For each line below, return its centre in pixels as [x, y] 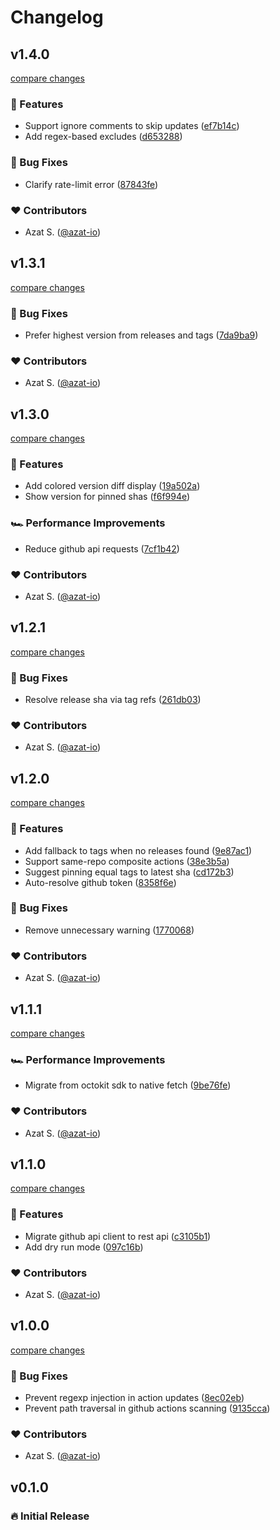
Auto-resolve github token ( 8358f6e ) [100, 882]
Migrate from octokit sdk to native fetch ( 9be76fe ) [128, 1085]
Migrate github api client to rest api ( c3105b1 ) [118, 1236]
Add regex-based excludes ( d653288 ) [103, 137]
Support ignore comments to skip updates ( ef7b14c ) [132, 126]
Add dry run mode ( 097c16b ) [84, 1247]
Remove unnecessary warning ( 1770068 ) [109, 930]
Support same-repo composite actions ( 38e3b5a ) [127, 861]
